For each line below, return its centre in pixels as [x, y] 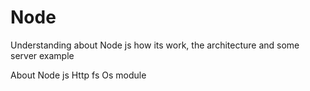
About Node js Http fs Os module [78, 75]
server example [42, 55]
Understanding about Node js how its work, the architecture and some [155, 45]
